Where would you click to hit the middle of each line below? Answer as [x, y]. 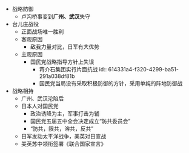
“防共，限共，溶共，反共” [62, 129]
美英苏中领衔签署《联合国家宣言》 [64, 144]
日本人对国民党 [40, 106]
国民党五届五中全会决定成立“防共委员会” [80, 121]
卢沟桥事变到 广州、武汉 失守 [56, 16]
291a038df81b [57, 76]
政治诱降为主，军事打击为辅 [65, 113]
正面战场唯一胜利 [42, 31]
